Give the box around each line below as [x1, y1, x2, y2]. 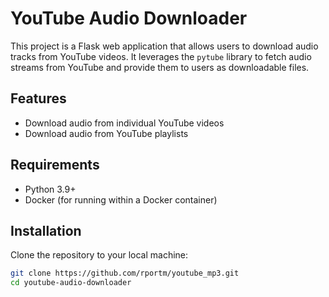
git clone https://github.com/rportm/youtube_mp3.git [10, 268, 240, 279]
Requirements [10, 157, 100, 174]
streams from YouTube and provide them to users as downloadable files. [10, 61, 310, 73]
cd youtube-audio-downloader [10, 278, 132, 288]
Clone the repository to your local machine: [10, 249, 189, 261]
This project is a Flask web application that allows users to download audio [10, 40, 319, 52]
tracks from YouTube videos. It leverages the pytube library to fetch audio [10, 50, 312, 62]
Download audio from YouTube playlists [24, 127, 189, 139]
